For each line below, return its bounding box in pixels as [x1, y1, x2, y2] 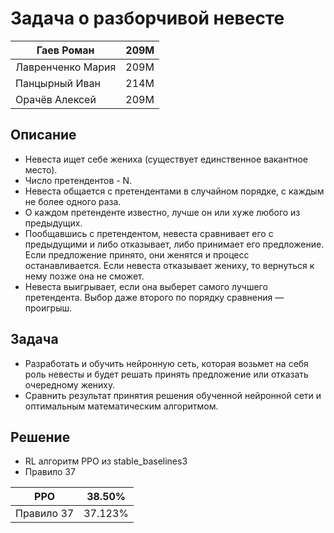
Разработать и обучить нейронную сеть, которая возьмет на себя [24, 357, 309, 369]
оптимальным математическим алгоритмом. [24, 400, 219, 412]
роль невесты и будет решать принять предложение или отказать [24, 368, 309, 380]
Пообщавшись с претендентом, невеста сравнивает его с [24, 227, 274, 239]
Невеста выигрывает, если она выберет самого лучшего [24, 280, 268, 292]
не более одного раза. [24, 195, 122, 207]
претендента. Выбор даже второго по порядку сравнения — [24, 291, 285, 303]
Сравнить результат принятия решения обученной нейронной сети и [24, 389, 322, 401]
